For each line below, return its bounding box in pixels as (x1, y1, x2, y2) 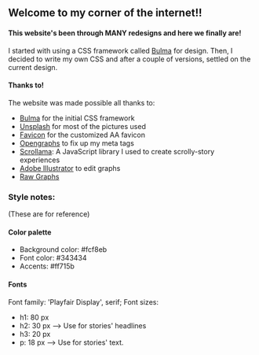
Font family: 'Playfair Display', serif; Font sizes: (8, 297, 159, 306)
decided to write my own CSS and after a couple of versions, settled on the (8, 54, 251, 64)
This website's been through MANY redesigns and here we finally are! (8, 28, 242, 38)
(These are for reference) (8, 209, 90, 219)
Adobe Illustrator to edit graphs (19, 163, 121, 172)
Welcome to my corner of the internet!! (8, 6, 202, 20)
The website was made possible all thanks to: (8, 98, 155, 107)
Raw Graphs (19, 172, 60, 181)
